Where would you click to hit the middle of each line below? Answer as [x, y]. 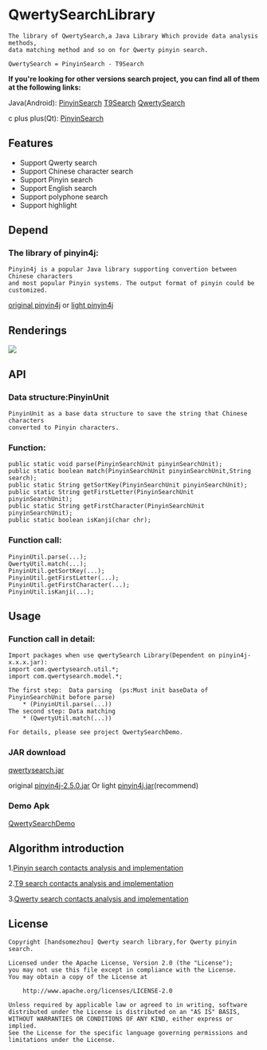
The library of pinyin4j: [53, 253]
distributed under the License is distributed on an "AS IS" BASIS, [124, 1012]
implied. [23, 1026]
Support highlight [48, 205]
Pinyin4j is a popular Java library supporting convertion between [123, 269]
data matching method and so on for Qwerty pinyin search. [108, 50]
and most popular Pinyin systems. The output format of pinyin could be [132, 284]
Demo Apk [29, 806]
